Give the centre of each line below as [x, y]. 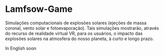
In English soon [21, 48]
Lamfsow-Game [39, 9]
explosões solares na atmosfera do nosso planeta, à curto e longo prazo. [80, 39]
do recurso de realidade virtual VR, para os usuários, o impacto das [74, 33]
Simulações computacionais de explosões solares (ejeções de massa [76, 23]
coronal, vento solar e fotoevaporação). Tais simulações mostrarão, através [82, 28]
